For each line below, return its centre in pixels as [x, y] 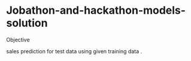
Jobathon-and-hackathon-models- [96, 10]
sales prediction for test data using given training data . [74, 51]
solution [27, 23]
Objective [18, 39]
